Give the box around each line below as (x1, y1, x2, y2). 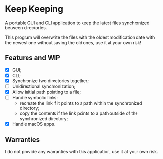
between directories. (5, 25, 47, 30)
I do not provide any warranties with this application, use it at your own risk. (5, 149, 158, 154)
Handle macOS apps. (12, 121, 55, 127)
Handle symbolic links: (12, 95, 58, 101)
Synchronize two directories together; (12, 78, 89, 84)
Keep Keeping (5, 3, 64, 15)
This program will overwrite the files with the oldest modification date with (5, 34, 155, 40)
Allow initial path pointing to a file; (12, 89, 81, 95)
